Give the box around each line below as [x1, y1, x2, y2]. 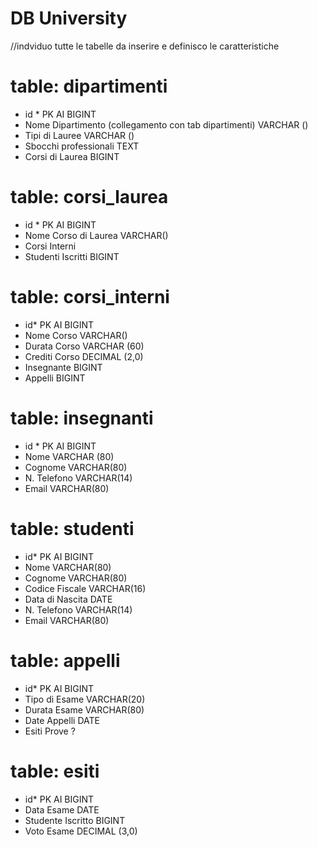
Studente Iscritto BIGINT [24, 814, 126, 826]
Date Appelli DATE [24, 714, 100, 726]
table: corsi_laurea [10, 186, 169, 209]
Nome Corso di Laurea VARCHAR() [24, 229, 169, 241]
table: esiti [10, 760, 100, 782]
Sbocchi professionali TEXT [24, 140, 140, 152]
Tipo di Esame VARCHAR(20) [24, 693, 146, 705]
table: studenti [10, 517, 135, 540]
